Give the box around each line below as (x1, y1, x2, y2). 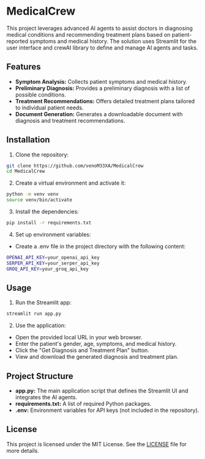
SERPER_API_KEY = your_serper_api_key (6, 260, 100, 266)
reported (6, 37, 29, 45)
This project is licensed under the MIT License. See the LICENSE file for (6, 440, 187, 447)
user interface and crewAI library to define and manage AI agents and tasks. (6, 44, 198, 51)
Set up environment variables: (15, 230, 91, 238)
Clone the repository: (15, 151, 69, 158)
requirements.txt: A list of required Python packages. (15, 400, 152, 408)
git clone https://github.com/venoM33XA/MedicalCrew (6, 163, 144, 169)
